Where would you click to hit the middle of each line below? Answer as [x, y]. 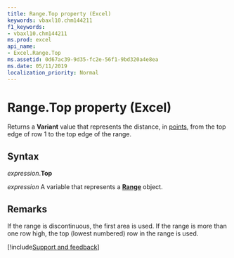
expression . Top [30, 174]
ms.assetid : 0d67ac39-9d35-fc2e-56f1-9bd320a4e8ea [83, 60]
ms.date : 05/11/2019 [38, 66]
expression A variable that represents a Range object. [85, 187]
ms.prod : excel [30, 40]
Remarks [27, 209]
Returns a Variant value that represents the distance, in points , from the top [117, 127]
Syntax [23, 156]
